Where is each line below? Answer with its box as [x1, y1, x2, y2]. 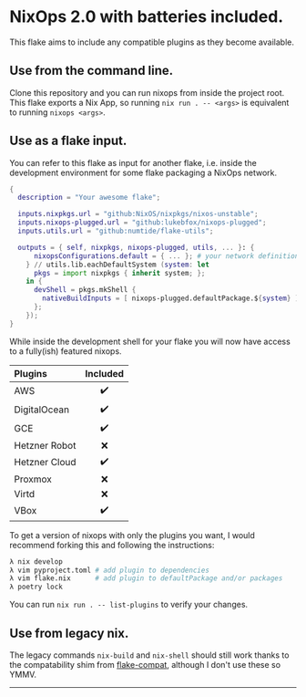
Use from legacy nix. [9, 625, 129, 640]
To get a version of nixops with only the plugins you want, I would [9, 529, 255, 540]
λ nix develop [9, 557, 64, 567]
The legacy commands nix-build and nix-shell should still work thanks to [9, 650, 290, 661]
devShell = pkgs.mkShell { [33, 286, 137, 295]
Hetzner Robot [14, 439, 76, 452]
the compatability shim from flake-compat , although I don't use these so [9, 660, 280, 670]
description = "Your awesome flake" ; [17, 193, 161, 203]
